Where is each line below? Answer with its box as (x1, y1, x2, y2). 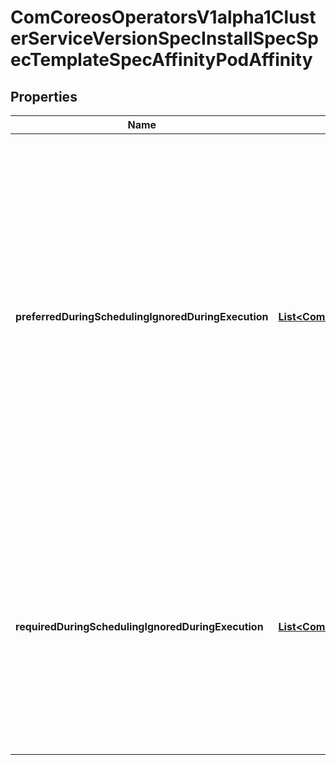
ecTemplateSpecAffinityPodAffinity (10, 49, 313, 71)
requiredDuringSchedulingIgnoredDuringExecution (15, 620, 264, 633)
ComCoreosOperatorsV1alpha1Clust (10, 6, 317, 29)
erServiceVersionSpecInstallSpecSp (10, 27, 319, 50)
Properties (10, 88, 78, 105)
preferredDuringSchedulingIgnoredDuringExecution (15, 310, 269, 323)
